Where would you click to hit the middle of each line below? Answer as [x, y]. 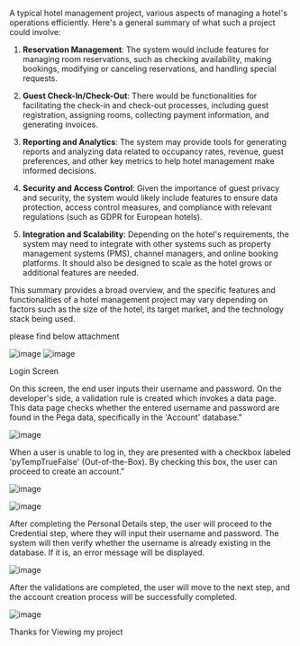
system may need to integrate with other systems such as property [147, 244]
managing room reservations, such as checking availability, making [147, 59]
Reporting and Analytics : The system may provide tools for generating [154, 142]
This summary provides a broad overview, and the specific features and [143, 290]
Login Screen [34, 371]
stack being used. [42, 318]
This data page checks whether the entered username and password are [145, 408]
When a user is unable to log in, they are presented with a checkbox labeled [150, 452]
